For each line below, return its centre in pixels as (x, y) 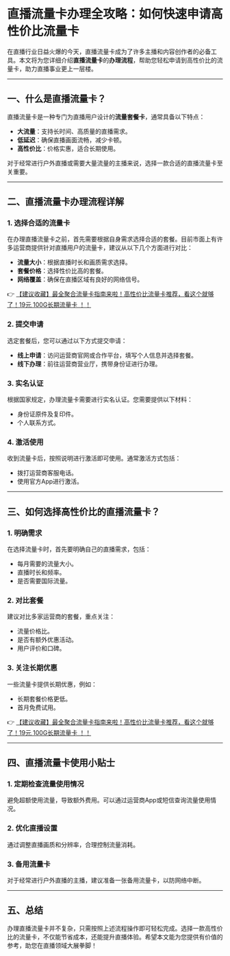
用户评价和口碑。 (41, 649)
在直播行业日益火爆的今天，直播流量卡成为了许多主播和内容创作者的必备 (109, 51)
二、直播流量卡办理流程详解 (66, 202)
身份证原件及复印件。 (47, 414)
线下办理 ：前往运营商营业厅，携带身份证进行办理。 (89, 364)
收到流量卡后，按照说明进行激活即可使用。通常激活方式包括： (94, 458)
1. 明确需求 (25, 533)
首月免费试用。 (38, 707)
